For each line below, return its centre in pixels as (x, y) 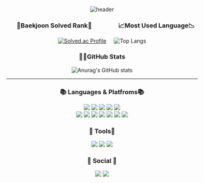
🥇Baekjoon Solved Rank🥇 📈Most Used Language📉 (106, 26)
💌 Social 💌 (102, 161)
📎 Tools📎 (102, 131)
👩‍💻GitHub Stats (102, 57)
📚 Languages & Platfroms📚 (102, 92)
